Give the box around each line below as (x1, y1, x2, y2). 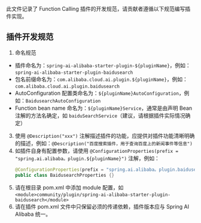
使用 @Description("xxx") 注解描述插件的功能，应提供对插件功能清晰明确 (14, 132, 195, 139)
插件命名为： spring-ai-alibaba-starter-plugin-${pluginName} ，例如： (14, 62, 191, 69)
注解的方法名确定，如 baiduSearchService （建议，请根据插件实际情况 (14, 111, 185, 119)
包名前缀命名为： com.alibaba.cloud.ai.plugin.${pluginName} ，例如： (14, 76, 188, 83)
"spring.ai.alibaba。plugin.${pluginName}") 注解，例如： (14, 155, 160, 162)
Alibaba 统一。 (14, 210, 51, 218)
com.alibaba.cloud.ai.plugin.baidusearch (14, 83, 120, 89)
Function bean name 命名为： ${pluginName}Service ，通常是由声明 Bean (14, 104, 193, 111)
